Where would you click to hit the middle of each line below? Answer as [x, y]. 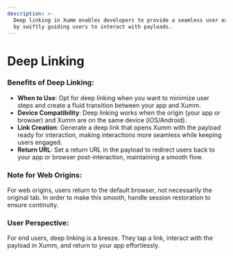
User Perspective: [38, 223]
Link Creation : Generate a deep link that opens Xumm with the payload [119, 127]
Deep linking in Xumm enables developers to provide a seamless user [116, 20]
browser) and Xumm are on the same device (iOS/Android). [102, 120]
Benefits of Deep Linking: [51, 83]
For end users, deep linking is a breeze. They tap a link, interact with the [110, 238]
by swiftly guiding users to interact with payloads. [93, 26]
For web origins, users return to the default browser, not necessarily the [110, 190]
